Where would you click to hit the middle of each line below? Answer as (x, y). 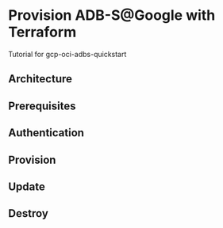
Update (27, 186)
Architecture (40, 79)
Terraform (42, 32)
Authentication (46, 133)
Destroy (29, 213)
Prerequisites (42, 106)
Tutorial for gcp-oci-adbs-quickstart (67, 54)
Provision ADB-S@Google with (112, 15)
